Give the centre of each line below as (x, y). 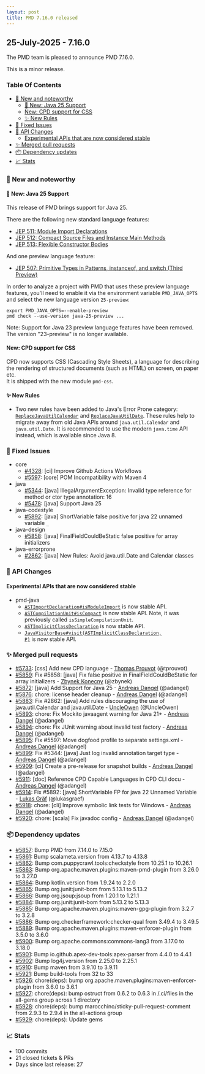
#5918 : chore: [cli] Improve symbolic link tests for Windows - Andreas (103, 805)
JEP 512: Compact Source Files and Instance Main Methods (90, 237)
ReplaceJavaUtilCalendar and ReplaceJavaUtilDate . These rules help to (105, 416)
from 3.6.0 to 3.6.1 (55, 987)
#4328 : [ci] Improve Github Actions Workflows (83, 471)
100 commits (31, 1051)
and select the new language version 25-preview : (68, 299)
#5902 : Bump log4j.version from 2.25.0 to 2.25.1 (76, 961)
